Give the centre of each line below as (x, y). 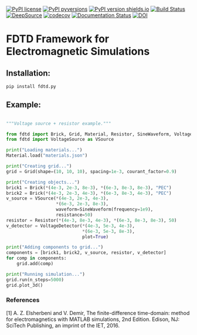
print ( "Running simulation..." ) (45, 274)
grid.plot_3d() (25, 285)
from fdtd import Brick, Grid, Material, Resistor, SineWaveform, (89, 134)
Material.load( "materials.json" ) (47, 155)
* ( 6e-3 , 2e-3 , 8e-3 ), (82, 204)
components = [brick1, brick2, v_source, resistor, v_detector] (86, 253)
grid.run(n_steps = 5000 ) (35, 280)
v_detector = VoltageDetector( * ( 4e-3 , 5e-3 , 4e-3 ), (70, 226)
